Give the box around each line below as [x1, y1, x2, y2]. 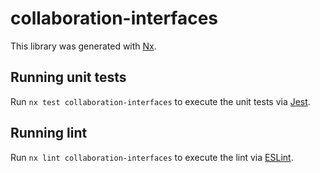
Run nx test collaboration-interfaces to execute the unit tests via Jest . [10, 95, 311, 107]
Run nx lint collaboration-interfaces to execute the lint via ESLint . [10, 151, 294, 163]
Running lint [10, 125, 88, 142]
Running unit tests [10, 69, 127, 86]
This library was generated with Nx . [10, 40, 157, 52]
